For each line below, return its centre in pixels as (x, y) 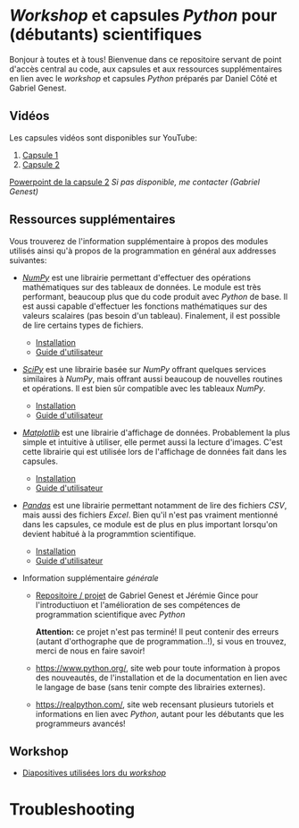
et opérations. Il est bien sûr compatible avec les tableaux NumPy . (144, 388)
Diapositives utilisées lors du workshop (94, 773)
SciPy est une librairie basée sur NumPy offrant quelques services (144, 369)
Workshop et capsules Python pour (143, 16)
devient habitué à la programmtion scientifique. (109, 534)
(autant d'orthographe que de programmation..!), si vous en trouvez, (161, 641)
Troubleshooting (72, 809)
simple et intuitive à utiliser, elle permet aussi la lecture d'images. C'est (152, 442)
